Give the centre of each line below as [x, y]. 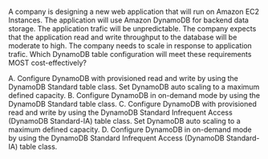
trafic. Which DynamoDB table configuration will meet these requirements [130, 54]
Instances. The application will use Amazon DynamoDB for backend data [128, 20]
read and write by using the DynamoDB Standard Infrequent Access [120, 112]
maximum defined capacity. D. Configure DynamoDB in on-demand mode [130, 129]
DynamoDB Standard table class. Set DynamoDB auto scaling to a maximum [134, 87]
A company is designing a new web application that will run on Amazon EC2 [134, 12]
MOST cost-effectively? [47, 63]
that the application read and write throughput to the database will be [123, 37]
